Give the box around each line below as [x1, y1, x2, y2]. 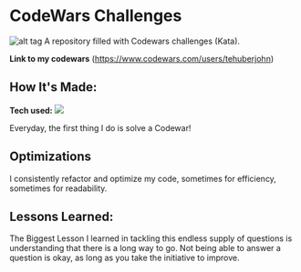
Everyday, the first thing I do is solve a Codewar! [9, 122, 192, 133]
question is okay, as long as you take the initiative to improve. [9, 252, 240, 264]
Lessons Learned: [9, 208, 114, 224]
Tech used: [9, 105, 53, 116]
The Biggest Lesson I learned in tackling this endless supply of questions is [9, 233, 293, 244]
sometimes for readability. [9, 183, 108, 194]
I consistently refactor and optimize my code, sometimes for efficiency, [9, 173, 276, 184]
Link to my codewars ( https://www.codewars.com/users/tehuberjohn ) [9, 53, 275, 64]
